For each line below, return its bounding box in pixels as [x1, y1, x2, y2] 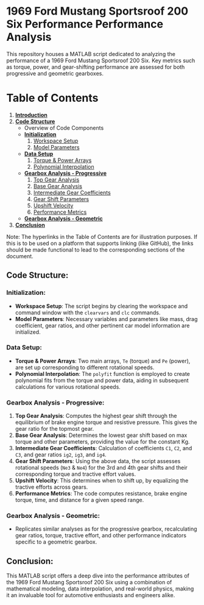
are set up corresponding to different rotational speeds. [15, 364, 155, 371]
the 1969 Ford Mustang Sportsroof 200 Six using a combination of [6, 579, 172, 586]
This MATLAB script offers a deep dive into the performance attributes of [6, 572, 190, 579]
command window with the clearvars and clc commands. [15, 309, 161, 316]
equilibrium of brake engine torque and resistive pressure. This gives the [15, 419, 197, 426]
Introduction [15, 111, 47, 118]
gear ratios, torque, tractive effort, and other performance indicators [15, 532, 187, 539]
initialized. [15, 328, 41, 336]
